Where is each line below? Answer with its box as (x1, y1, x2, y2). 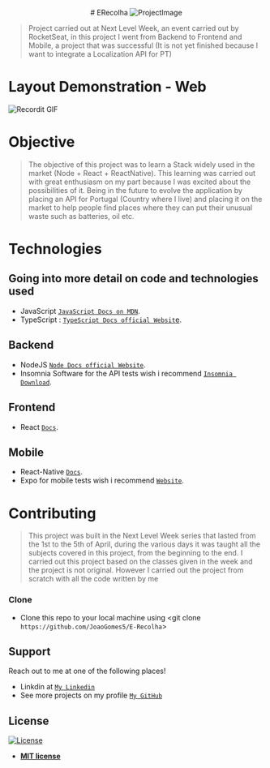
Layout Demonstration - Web (8, 78, 207, 97)
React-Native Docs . (19, 467, 84, 477)
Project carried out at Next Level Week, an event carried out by (28, 24, 239, 32)
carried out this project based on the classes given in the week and (28, 556, 253, 567)
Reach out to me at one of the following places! (8, 666, 166, 676)
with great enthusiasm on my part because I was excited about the (28, 177, 251, 187)
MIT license (19, 751, 61, 762)
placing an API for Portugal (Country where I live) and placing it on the (28, 194, 263, 204)
